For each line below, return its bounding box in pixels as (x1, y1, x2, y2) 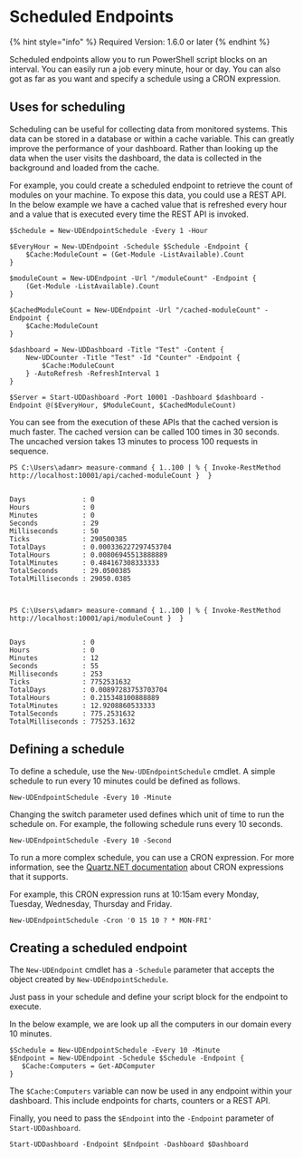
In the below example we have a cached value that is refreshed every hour (9, 199, 288, 209)
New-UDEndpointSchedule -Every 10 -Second (9, 836, 172, 845)
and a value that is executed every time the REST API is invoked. (9, 209, 249, 219)
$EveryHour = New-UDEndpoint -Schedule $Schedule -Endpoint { (9, 242, 249, 251)
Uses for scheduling (9, 100, 126, 115)
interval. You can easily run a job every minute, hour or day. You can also (9, 63, 281, 74)
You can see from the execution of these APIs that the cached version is (9, 416, 279, 427)
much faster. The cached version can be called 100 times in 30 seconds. (9, 426, 280, 437)
